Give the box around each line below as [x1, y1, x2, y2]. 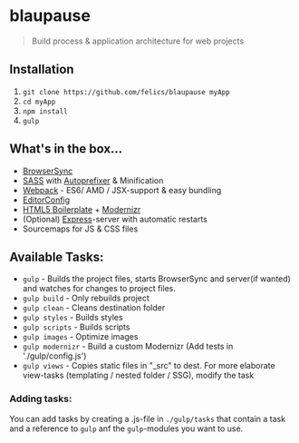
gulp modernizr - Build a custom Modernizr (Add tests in [22, 341, 234, 352]
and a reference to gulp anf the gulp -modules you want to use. [9, 423, 244, 434]
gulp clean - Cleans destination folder [22, 302, 166, 313]
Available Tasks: [9, 249, 104, 264]
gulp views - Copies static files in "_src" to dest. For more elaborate [22, 360, 275, 371]
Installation [9, 62, 74, 77]
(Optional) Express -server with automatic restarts [22, 213, 208, 224]
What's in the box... [9, 142, 123, 157]
